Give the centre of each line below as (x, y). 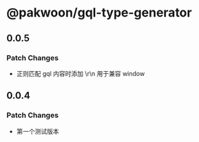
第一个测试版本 (38, 131)
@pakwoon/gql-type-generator (99, 13)
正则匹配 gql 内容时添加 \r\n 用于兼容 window (81, 73)
